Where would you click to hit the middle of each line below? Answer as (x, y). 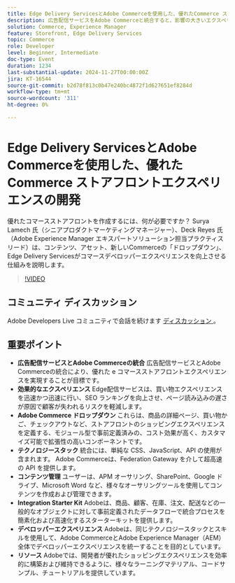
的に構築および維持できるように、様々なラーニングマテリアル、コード (118, 564)
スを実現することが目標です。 (60, 380)
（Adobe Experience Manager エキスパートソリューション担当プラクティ (113, 238)
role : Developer (31, 46)
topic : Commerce (31, 40)
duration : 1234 (29, 66)
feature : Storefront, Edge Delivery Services (74, 33)
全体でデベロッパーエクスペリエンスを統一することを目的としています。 (121, 547)
